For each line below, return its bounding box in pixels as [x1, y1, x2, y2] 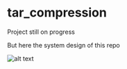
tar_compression [7, 5, 108, 21]
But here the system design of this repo [7, 41, 120, 49]
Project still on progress [7, 28, 75, 36]
